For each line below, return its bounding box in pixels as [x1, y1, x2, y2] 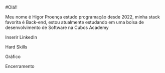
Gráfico [5, 53, 21, 59]
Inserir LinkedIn [5, 34, 38, 40]
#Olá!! [5, 4, 18, 10]
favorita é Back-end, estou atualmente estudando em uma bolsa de [5, 19, 144, 25]
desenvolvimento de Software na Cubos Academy [5, 24, 109, 30]
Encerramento [5, 63, 35, 69]
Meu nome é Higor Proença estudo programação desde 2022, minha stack [5, 14, 160, 19]
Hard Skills [5, 44, 28, 49]
